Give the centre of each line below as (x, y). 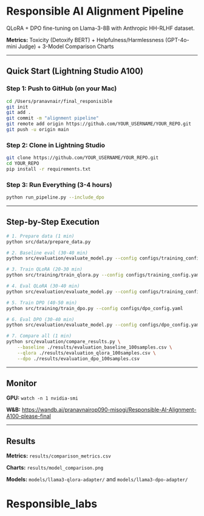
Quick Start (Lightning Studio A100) (75, 71)
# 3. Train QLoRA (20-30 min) (45, 269)
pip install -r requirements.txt (49, 169)
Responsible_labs (52, 504)
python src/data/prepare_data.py (49, 242)
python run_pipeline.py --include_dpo (55, 197)
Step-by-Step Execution (53, 222)
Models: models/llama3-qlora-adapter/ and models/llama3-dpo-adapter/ (97, 479)
